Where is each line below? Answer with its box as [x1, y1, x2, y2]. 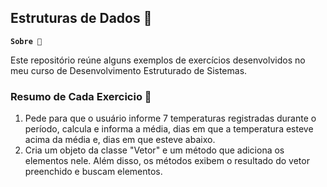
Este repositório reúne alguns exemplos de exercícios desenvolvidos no [10, 54, 306, 66]
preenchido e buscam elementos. [24, 166, 163, 178]
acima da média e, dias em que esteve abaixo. [24, 134, 216, 146]
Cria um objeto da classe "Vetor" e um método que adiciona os [24, 144, 285, 156]
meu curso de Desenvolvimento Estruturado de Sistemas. [10, 64, 248, 76]
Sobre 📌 [10, 36, 43, 46]
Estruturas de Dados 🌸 [10, 10, 153, 27]
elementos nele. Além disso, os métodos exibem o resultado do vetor [24, 155, 310, 167]
